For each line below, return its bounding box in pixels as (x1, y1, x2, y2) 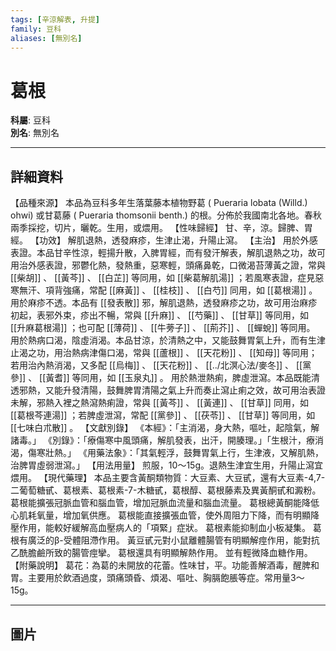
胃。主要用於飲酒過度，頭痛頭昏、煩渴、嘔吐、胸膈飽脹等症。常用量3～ (10, 572, 305, 584)
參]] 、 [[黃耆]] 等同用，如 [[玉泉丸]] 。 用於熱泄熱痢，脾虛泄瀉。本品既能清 (10, 372, 320, 384)
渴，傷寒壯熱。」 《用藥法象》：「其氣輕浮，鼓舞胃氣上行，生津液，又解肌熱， (10, 447, 324, 459)
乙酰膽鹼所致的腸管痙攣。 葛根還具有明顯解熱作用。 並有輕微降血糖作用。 (10, 547, 313, 559)
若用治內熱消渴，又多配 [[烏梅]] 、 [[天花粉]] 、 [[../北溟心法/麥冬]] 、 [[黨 (10, 359, 312, 371)
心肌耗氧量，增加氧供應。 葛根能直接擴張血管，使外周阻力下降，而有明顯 (10, 509, 311, 521)
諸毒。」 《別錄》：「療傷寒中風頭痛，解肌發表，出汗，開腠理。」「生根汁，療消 (10, 434, 324, 446)
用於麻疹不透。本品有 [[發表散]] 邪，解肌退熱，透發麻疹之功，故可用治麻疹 (10, 297, 318, 309)
